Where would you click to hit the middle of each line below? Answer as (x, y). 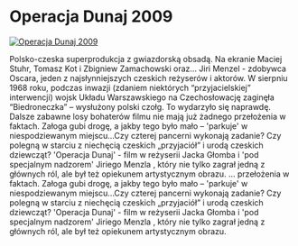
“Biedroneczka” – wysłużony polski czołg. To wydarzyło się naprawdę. (140, 106)
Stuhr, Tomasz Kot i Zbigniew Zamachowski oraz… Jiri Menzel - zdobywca (148, 68)
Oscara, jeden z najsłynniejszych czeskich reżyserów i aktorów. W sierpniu (149, 77)
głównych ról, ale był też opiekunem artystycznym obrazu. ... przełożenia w (149, 174)
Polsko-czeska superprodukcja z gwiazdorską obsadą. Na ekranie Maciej (146, 59)
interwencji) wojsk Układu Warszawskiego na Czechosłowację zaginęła (142, 97)
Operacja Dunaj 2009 (91, 17)
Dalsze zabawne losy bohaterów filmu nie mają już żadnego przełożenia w (148, 116)
